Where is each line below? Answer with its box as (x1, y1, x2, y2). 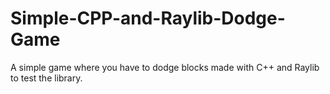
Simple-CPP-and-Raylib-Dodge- (10, 7, 286, 30)
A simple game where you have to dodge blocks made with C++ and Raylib (10, 61, 320, 73)
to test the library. (10, 72, 83, 84)
